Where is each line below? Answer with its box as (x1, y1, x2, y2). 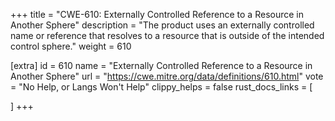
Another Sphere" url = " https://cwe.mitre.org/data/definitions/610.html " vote (10, 70, 324, 82)
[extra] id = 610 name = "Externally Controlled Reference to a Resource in (10, 60, 313, 71)
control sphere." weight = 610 (10, 40, 132, 52)
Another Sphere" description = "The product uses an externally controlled (10, 19, 315, 31)
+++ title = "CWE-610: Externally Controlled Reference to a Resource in (10, 9, 304, 20)
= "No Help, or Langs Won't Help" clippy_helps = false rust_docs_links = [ (10, 81, 313, 93)
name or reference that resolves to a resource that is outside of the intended (10, 30, 325, 41)
